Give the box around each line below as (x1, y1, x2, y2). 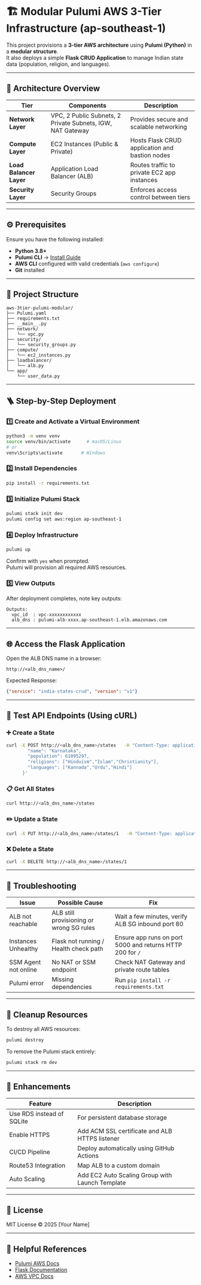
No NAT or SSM (51, 958, 96, 966)
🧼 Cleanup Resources (6, 1009, 88, 1020)
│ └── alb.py (6, 363, 44, 369)
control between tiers (130, 193, 190, 201)
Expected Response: (6, 677, 57, 684)
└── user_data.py (17, 373, 60, 379)
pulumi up (6, 546, 31, 553)
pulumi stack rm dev (6, 1059, 58, 1065)
